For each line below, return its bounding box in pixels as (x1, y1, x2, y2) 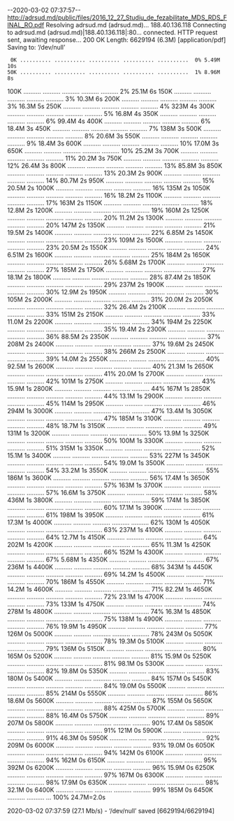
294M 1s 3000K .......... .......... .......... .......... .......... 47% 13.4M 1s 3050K (7, 407, 213, 415)
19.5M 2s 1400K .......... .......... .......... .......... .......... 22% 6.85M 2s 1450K (7, 229, 214, 236)
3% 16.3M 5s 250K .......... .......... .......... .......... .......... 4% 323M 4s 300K (7, 102, 215, 110)
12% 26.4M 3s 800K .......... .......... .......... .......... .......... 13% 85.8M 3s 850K (7, 162, 223, 170)
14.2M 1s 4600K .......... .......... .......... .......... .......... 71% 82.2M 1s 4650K (7, 585, 213, 593)
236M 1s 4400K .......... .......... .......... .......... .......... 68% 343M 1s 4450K (7, 563, 213, 571)
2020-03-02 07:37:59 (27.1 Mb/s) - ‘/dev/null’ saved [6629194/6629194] (7, 807, 215, 815)
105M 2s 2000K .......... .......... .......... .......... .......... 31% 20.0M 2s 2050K (7, 295, 213, 304)
